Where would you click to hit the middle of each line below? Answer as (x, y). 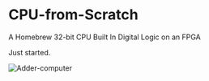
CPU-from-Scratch (74, 15)
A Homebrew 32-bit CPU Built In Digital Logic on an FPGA (104, 37)
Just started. (30, 52)
